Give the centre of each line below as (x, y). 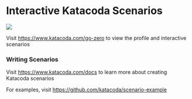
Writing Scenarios (32, 59)
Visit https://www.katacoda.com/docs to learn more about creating (87, 72)
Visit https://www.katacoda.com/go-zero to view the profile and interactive (96, 38)
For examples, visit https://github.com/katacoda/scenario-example (86, 90)
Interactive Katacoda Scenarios (84, 11)
